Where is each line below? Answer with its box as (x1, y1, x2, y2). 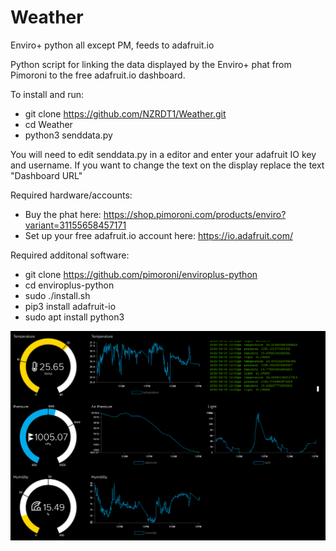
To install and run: (10, 88, 85, 100)
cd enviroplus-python (24, 279, 115, 291)
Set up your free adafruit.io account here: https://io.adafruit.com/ (24, 229, 293, 241)
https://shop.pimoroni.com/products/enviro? (103, 208, 287, 220)
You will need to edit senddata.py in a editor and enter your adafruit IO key (10, 148, 317, 160)
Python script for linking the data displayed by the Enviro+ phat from (10, 58, 292, 70)
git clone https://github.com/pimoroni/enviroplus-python (24, 268, 258, 280)
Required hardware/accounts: (10, 189, 133, 201)
